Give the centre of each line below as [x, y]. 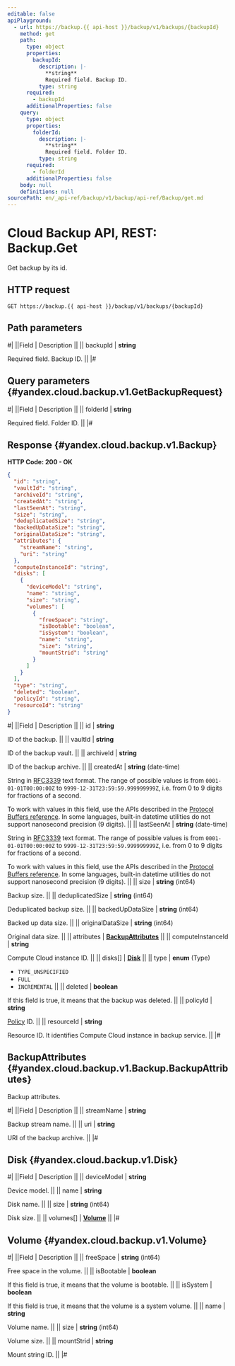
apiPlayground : [30, 21]
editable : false [31, 14]
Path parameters [45, 328]
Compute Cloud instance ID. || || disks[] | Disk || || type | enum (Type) [109, 958]
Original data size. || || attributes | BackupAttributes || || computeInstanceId [118, 936]
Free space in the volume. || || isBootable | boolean [82, 1271]
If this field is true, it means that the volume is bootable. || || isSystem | [110, 1285]
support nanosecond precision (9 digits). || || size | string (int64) [101, 881]
